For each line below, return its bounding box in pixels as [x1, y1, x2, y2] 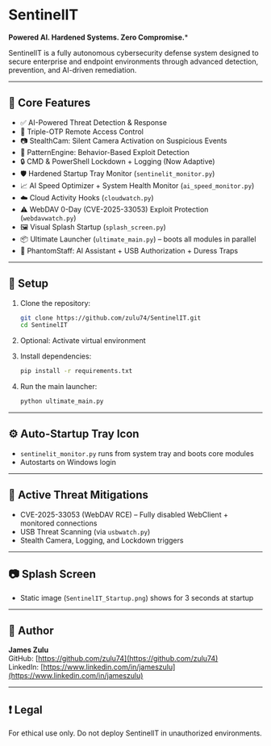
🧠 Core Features [8, 96, 91, 110]
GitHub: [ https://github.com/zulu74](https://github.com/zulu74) [8, 654, 219, 664]
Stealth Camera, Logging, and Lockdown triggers [19, 535, 184, 545]
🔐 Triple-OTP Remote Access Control [19, 127, 144, 136]
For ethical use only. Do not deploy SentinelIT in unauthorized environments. [8, 728, 262, 738]
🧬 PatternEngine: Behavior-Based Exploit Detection [19, 147, 190, 157]
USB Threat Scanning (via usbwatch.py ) [19, 526, 151, 536]
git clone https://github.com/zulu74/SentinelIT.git [19, 313, 202, 322]
